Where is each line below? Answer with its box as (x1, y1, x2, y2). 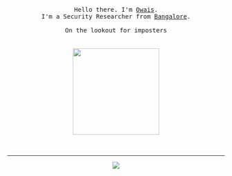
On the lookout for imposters (64, 26, 167, 34)
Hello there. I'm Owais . (74, 6, 158, 13)
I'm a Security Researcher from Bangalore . (41, 12, 191, 20)
